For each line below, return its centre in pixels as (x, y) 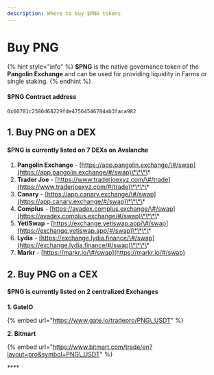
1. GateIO (20, 307)
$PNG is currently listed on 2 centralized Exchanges (83, 292)
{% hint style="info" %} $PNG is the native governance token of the (103, 67)
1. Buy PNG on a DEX (51, 132)
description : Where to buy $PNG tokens (64, 13)
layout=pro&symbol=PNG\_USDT (53, 354)
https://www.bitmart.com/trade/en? (103, 347)
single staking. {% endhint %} (49, 81)
